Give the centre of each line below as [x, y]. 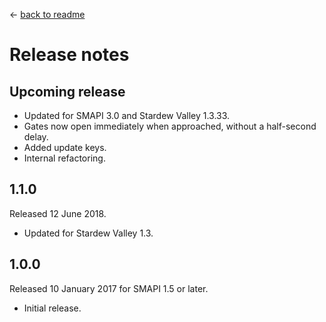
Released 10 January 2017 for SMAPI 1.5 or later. [109, 288]
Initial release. [52, 308]
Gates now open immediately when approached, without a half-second [170, 126]
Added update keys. [65, 147]
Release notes [69, 55]
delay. [36, 137]
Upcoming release [67, 91]
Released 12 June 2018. [58, 213]
